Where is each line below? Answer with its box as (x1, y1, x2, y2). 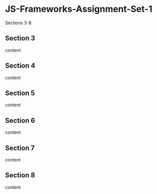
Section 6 (5, 116, 36, 124)
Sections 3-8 (5, 20, 32, 26)
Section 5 (5, 89, 35, 97)
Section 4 (5, 62, 36, 70)
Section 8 (5, 171, 36, 180)
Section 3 (5, 34, 36, 42)
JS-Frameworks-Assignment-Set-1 (5, 3, 153, 15)
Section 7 (5, 144, 35, 152)
